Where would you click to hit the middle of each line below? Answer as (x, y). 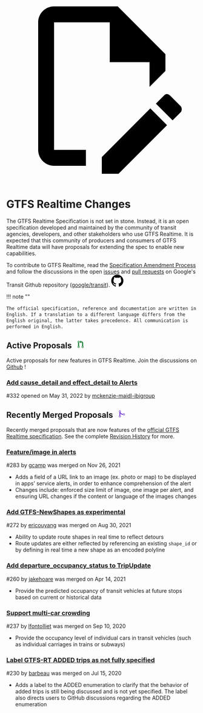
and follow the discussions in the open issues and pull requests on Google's (101, 271)
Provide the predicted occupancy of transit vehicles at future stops (98, 590)
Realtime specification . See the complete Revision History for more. (91, 436)
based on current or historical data (58, 597)
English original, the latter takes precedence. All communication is (97, 321)
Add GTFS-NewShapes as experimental (66, 512)
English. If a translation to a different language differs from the (96, 315)
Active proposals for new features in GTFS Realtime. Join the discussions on (101, 360)
